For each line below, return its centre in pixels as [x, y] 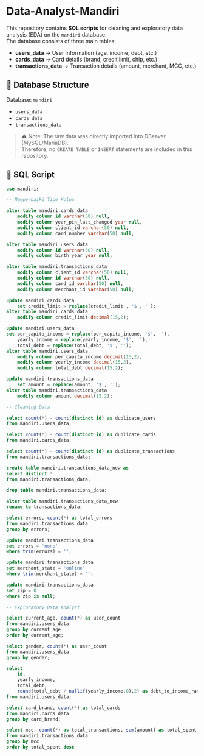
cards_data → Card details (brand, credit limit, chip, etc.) [86, 59]
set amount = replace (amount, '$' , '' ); [69, 385]
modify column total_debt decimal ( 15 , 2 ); [70, 368]
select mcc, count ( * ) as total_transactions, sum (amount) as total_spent [102, 730]
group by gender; [28, 657]
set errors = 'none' [32, 546]
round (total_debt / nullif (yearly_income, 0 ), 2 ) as [83, 691]
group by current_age [34, 630]
